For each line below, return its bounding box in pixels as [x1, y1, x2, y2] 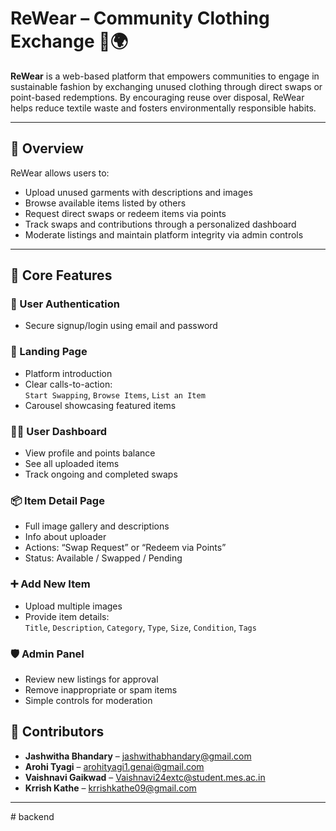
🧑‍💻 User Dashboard [10, 424, 108, 438]
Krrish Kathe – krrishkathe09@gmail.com [24, 782, 197, 794]
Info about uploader [24, 531, 107, 543]
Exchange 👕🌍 [10, 30, 128, 53]
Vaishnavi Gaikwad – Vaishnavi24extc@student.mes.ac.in [24, 771, 266, 783]
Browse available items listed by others [24, 197, 187, 209]
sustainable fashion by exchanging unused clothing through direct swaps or [10, 80, 323, 92]
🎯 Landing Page [10, 345, 88, 359]
